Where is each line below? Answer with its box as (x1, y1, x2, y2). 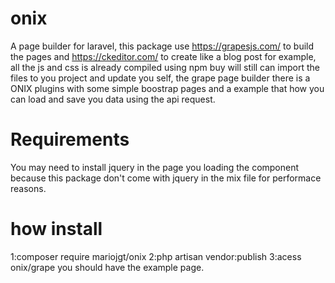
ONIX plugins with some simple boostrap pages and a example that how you (10, 82, 325, 94)
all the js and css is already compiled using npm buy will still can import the (10, 61, 320, 73)
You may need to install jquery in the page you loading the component (10, 161, 300, 173)
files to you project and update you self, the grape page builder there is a (10, 72, 311, 84)
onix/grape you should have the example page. (10, 261, 205, 273)
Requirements (10, 128, 130, 151)
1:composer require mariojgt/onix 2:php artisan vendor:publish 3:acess (10, 250, 302, 262)
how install (10, 218, 103, 241)
